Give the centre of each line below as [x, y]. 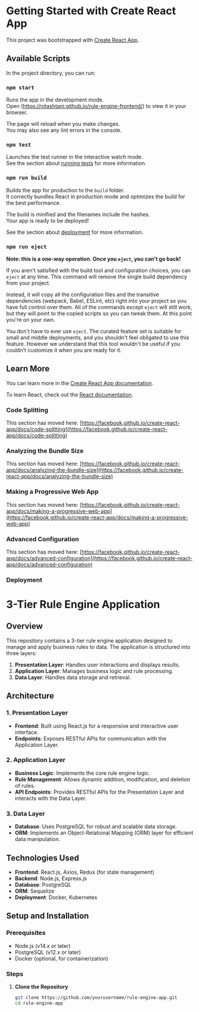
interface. [26, 732]
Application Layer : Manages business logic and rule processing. [94, 671]
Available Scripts [38, 58]
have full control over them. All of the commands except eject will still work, [99, 307]
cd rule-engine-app [39, 1003]
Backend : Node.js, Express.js [51, 878]
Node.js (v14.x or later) [42, 946]
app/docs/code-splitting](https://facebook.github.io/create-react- [87, 429]
